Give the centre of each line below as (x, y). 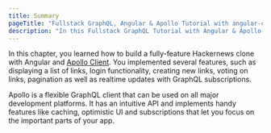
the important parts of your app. (62, 121)
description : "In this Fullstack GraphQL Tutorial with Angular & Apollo (135, 31)
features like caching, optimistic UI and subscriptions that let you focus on (131, 112)
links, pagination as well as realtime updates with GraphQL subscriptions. (130, 79)
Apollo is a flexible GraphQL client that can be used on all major (114, 95)
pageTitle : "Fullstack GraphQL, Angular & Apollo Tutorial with (119, 23)
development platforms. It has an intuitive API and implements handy (122, 104)
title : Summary (34, 16)
